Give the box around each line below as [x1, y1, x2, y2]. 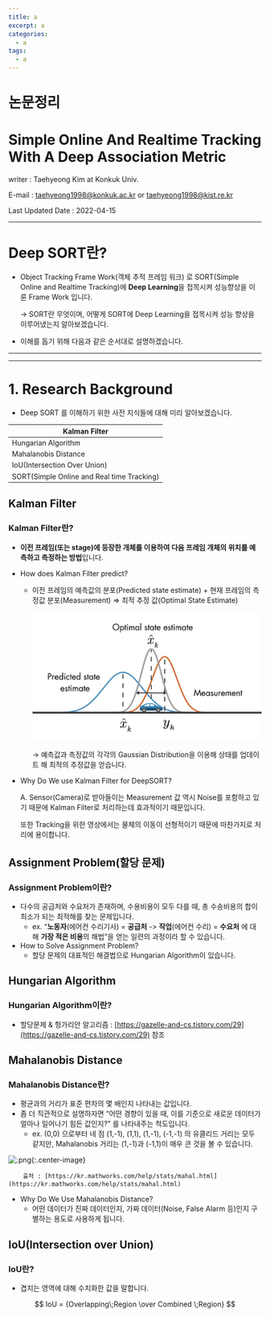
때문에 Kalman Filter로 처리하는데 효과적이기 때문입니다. [28, 803, 206, 813]
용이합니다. [35, 829, 70, 840]
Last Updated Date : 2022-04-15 [8, 206, 117, 216]
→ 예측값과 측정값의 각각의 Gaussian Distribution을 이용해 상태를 [31, 750, 239, 759]
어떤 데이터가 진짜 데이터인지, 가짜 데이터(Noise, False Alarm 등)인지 [31, 1204, 250, 1214]
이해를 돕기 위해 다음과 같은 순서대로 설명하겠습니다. [19, 336, 183, 346]
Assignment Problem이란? [8, 882, 112, 893]
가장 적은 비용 [40, 932, 84, 941]
